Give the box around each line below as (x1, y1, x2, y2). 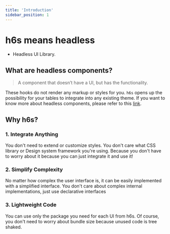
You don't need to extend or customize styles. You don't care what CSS (5, 142, 156, 148)
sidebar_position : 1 (5, 12, 50, 17)
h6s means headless (5, 34, 95, 46)
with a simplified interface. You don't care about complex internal (5, 183, 142, 189)
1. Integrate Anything (5, 131, 59, 138)
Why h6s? (5, 115, 38, 124)
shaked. (5, 224, 22, 230)
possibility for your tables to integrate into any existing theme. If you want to (5, 95, 165, 101)
